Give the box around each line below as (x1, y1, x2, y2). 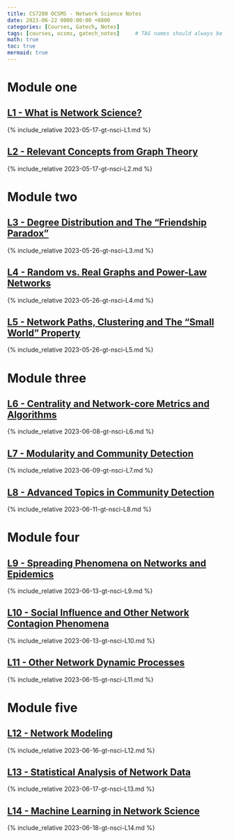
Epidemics (7, 568, 54, 580)
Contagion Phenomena (7, 618, 109, 630)
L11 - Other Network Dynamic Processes (7, 657, 185, 668)
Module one (7, 80, 78, 95)
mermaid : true (7, 50, 49, 57)
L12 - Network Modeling (7, 728, 113, 740)
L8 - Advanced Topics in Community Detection (7, 487, 214, 499)
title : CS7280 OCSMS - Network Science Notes (7, 10, 141, 17)
